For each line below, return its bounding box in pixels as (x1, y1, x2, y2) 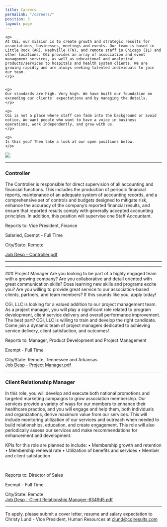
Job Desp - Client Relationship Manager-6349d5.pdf (5, 496, 113, 503)
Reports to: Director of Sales (5, 472, 64, 478)
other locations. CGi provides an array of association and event (5, 52, 146, 57)
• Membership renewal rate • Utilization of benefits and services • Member (5, 447, 160, 453)
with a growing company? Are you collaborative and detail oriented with (5, 276, 152, 282)
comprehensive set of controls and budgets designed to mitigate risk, (5, 197, 148, 203)
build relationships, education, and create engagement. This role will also (5, 422, 155, 428)
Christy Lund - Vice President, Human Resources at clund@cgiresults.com (5, 516, 158, 522)
